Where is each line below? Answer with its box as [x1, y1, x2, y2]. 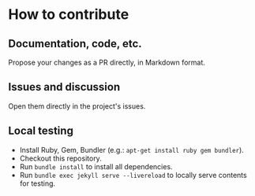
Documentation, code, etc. [8, 37, 142, 50]
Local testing [8, 124, 73, 138]
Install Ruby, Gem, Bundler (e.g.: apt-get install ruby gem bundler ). [19, 145, 245, 154]
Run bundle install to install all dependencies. [19, 161, 173, 171]
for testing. [19, 179, 56, 188]
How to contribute [8, 6, 129, 24]
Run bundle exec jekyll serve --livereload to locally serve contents [19, 170, 247, 179]
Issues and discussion [8, 80, 121, 94]
